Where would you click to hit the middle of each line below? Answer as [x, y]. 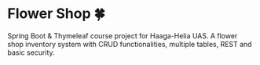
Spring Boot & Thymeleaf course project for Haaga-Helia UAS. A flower [123, 35]
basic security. [31, 52]
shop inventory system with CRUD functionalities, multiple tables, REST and [130, 44]
